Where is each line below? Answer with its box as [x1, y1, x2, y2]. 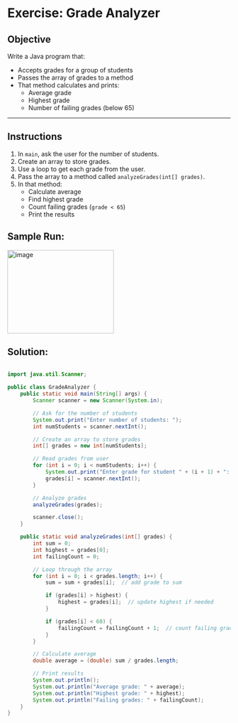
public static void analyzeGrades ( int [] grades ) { [20, 533, 173, 540]
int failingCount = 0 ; [33, 553, 100, 560]
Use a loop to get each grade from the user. [17, 165, 146, 173]
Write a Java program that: [7, 52, 85, 60]
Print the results [28, 210, 75, 218]
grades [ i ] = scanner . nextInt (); [45, 474, 141, 482]
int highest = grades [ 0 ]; [33, 546, 110, 553]
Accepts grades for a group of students [17, 66, 133, 74]
